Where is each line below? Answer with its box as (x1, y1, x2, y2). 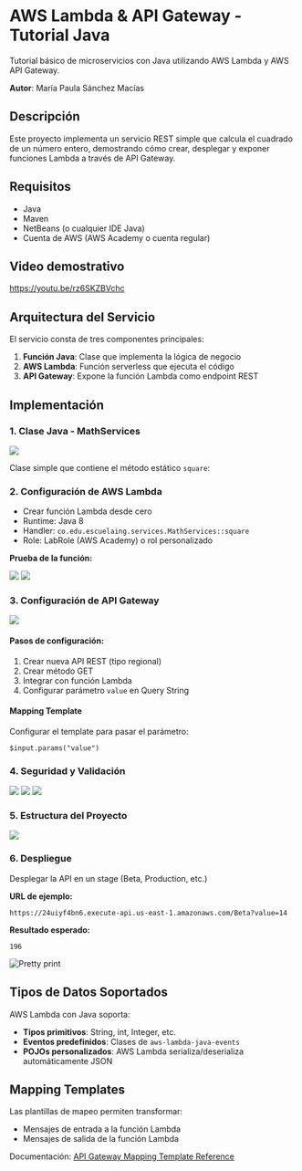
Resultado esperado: (9, 924, 91, 936)
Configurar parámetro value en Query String (22, 685, 190, 695)
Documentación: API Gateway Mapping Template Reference (9, 1151, 234, 1162)
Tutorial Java (9, 25, 110, 46)
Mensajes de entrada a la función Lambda (22, 1124, 181, 1134)
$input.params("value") (9, 743, 100, 753)
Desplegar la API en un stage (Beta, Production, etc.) (9, 873, 208, 883)
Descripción (9, 109, 80, 124)
